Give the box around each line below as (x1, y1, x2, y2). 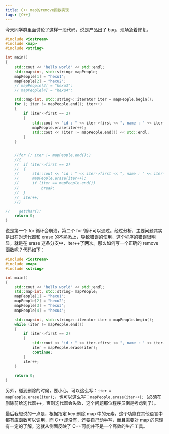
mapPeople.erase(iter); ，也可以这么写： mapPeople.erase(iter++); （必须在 (5, 394, 162, 400)
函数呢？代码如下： (5, 246, 45, 253)
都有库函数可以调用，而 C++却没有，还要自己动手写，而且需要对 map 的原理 (5, 417, 164, 423)
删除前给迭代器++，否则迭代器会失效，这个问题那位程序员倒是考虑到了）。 (5, 400, 159, 406)
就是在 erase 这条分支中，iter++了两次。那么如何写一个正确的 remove (14, 240, 159, 246)
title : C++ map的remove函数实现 (5, 7, 69, 13)
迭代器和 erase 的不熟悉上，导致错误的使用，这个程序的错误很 (22, 234, 152, 240)
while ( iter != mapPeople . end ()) (14, 322, 84, 327)
